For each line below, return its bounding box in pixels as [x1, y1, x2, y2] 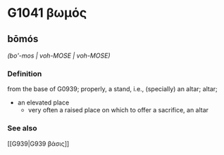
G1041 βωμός [7, 5, 87, 21]
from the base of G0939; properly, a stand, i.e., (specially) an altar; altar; [7, 85, 218, 93]
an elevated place [17, 98, 70, 107]
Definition [7, 69, 42, 79]
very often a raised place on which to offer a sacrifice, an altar [27, 106, 209, 114]
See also [7, 123, 37, 133]
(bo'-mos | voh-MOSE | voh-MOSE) [7, 51, 111, 60]
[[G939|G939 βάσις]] [7, 139, 70, 148]
